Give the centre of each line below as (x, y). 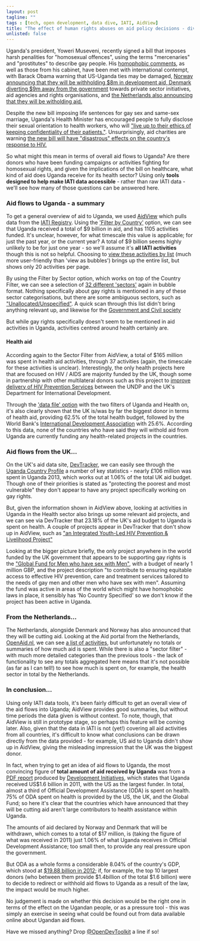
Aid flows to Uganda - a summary (56, 203)
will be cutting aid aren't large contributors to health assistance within (92, 809)
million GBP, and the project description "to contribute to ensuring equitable (99, 570)
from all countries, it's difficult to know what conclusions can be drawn (93, 734)
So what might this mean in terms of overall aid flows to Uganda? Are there (98, 156)
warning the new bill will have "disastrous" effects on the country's (88, 138)
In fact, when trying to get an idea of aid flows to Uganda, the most (88, 765)
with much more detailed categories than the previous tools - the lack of (95, 656)
